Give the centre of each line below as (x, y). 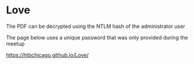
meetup (16, 44)
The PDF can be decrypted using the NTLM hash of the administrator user (96, 26)
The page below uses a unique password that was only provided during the (97, 37)
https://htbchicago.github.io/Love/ (47, 55)
